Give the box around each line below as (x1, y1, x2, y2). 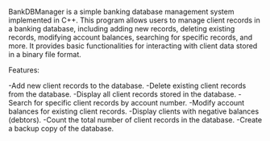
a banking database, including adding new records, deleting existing (8, 24, 235, 33)
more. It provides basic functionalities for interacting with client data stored (8, 41, 258, 51)
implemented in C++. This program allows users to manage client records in (8, 15, 260, 25)
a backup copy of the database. (8, 124, 114, 133)
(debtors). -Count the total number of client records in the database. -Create (8, 115, 263, 124)
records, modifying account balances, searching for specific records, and (8, 32, 253, 42)
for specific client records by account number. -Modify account (33, 98, 245, 107)
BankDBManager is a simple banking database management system (8, 7, 235, 16)
